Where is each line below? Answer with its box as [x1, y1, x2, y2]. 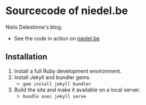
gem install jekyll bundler [22, 81, 91, 87]
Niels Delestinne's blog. [5, 23, 63, 31]
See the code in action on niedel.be [13, 35, 100, 42]
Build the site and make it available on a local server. [13, 86, 141, 93]
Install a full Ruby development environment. [13, 67, 122, 74]
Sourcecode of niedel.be [5, 4, 128, 18]
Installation [5, 52, 47, 62]
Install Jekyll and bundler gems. [13, 73, 91, 80]
